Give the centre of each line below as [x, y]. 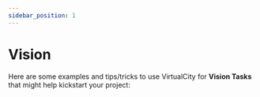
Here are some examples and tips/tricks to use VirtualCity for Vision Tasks [130, 76]
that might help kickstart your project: [69, 84]
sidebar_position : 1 [42, 15]
